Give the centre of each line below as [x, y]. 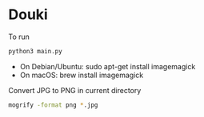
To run [19, 37]
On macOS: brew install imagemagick [82, 75]
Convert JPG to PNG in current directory [75, 90]
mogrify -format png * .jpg [53, 105]
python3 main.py [35, 51]
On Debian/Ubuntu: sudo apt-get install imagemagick [108, 66]
